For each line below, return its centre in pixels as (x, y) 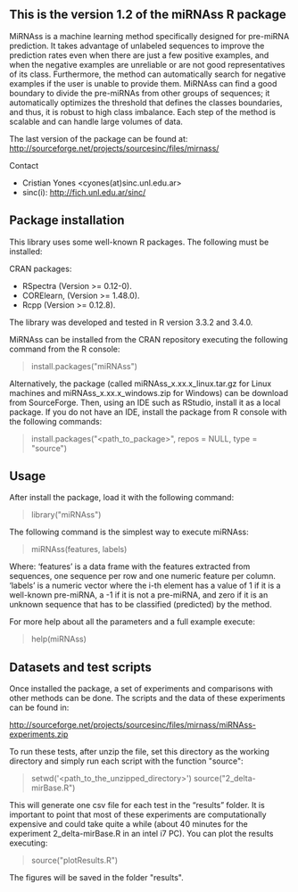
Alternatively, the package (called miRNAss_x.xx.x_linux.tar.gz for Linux (141, 384)
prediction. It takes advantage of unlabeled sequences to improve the (137, 45)
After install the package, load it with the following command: (122, 498)
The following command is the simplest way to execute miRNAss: (129, 532)
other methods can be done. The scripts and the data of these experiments (147, 698)
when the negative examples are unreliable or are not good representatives (147, 64)
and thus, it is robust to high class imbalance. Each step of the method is (143, 111)
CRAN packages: (41, 268)
